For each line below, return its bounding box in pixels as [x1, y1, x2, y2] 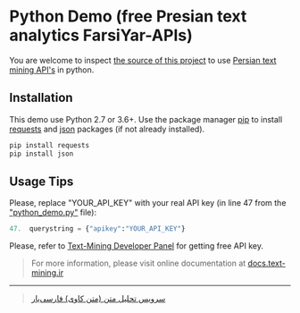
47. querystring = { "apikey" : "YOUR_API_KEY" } [9, 224, 186, 233]
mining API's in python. [9, 64, 95, 75]
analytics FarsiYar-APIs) [9, 25, 194, 46]
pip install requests [9, 140, 90, 149]
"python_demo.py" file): [9, 207, 96, 218]
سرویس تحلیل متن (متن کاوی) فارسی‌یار [30, 293, 166, 304]
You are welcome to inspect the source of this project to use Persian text [9, 55, 277, 65]
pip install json [9, 149, 74, 158]
